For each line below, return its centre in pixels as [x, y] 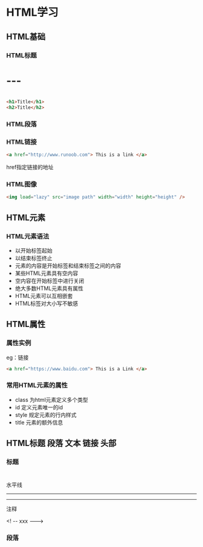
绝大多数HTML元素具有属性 [49, 288]
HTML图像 [22, 184]
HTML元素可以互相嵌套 [44, 296]
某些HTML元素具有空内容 [47, 273]
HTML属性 [26, 324]
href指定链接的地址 [30, 167]
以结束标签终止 [34, 258]
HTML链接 [22, 141]
